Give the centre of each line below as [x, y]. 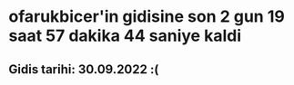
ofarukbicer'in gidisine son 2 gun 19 [147, 17]
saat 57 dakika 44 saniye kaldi [125, 36]
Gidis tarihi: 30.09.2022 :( [84, 69]
